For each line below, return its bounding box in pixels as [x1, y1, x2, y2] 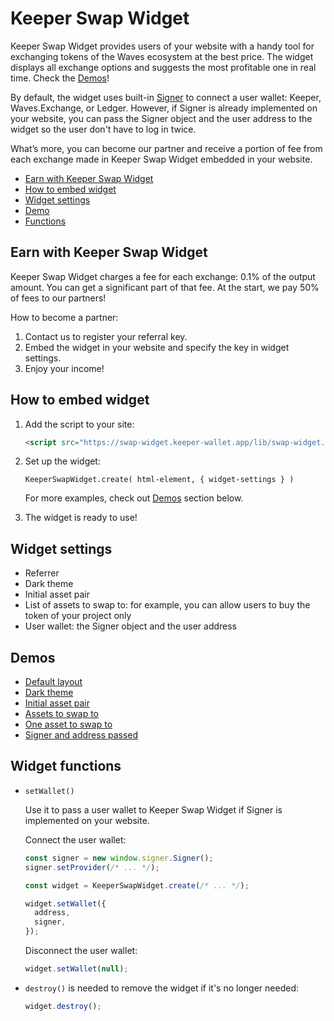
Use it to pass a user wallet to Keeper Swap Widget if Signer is [24, 803, 283, 816]
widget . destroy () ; [24, 1001, 102, 1011]
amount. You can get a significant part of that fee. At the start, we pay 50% [10, 281, 320, 293]
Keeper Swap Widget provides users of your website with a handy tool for [10, 40, 315, 52]
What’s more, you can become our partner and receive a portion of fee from [10, 142, 323, 154]
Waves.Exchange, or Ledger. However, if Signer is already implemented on [10, 102, 318, 114]
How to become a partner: [10, 311, 119, 323]
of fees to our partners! [10, 292, 107, 304]
